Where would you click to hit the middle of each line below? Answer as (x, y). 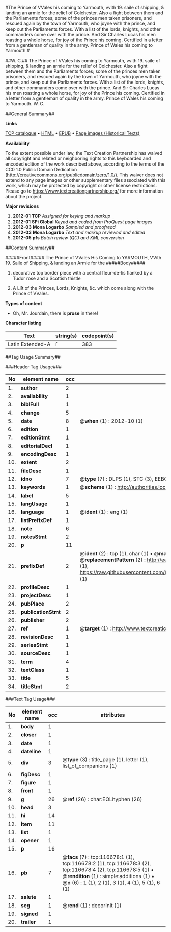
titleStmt (32, 686)
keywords (33, 487)
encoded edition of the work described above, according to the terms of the (85, 164)
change (30, 413)
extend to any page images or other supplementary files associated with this (85, 180)
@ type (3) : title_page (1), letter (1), (105, 760)
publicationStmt (41, 612)
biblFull (30, 404)
